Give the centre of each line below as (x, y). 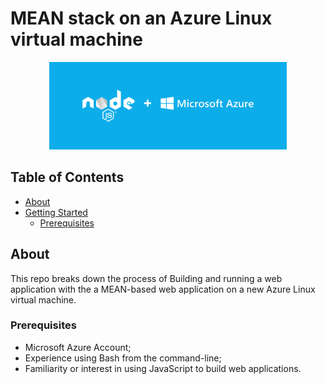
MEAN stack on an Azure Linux (141, 18)
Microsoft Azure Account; (78, 347)
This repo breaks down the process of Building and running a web (146, 278)
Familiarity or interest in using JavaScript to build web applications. (163, 368)
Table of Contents (67, 177)
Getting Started (56, 212)
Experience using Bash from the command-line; (123, 358)
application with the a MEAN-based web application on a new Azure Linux (163, 289)
